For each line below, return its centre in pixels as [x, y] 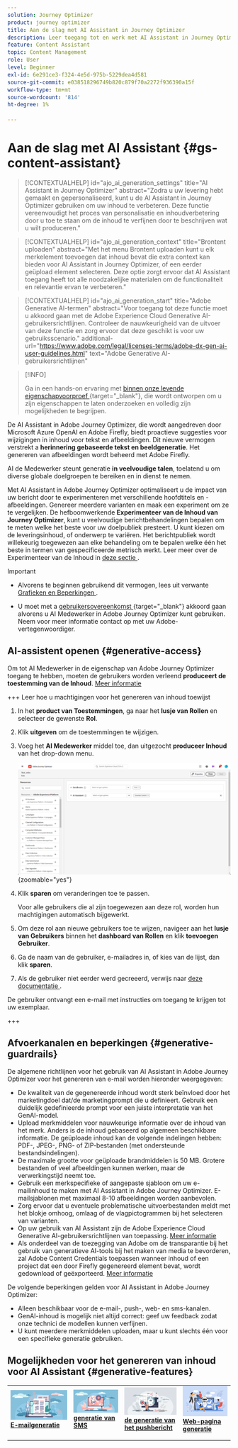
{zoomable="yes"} [45, 880]
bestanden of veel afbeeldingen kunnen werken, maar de [101, 1168]
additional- [97, 338]
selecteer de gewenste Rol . [57, 718]
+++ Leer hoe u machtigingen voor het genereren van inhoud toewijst [109, 697]
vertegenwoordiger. [46, 629]
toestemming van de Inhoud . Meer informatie [74, 683]
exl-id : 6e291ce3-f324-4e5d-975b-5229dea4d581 [77, 74]
